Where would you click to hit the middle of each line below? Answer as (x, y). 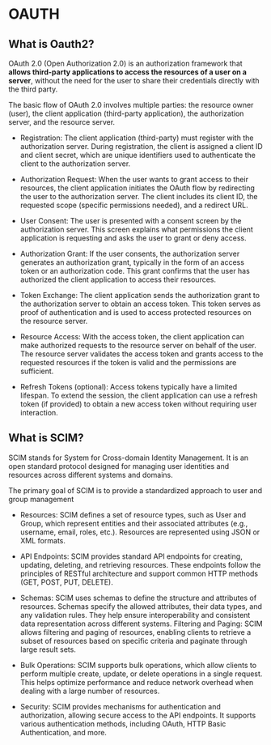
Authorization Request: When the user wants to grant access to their (134, 179)
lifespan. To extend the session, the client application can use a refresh (139, 395)
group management (41, 499)
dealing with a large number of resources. (90, 691)
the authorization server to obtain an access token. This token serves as (140, 304)
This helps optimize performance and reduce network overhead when (137, 682)
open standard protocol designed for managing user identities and (119, 466)
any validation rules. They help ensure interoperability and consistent (135, 615)
